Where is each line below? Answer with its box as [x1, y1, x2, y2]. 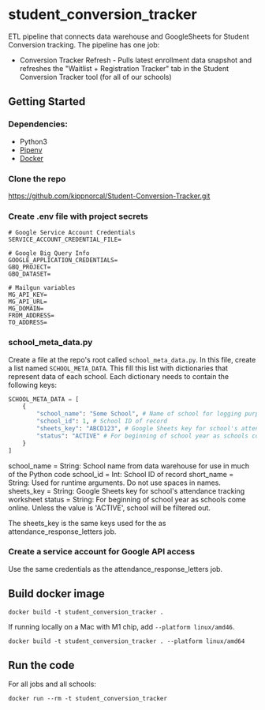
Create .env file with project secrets [8, 211, 148, 222]
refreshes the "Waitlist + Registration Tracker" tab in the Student [19, 63, 230, 73]
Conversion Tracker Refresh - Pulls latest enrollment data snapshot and [19, 55, 252, 65]
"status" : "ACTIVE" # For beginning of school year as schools [36, 432, 248, 440]
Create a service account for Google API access [8, 547, 196, 558]
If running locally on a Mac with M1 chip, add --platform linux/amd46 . [8, 622, 235, 631]
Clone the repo [8, 173, 66, 184]
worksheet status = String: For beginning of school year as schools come [8, 494, 246, 504]
